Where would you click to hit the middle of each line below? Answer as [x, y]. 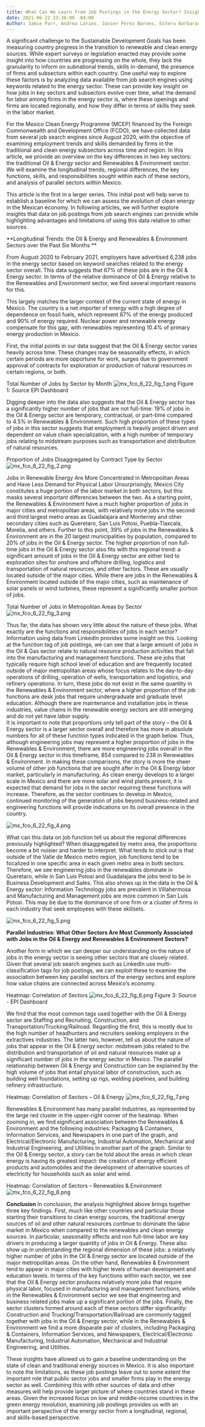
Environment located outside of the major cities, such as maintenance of [97, 582]
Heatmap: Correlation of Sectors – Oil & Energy [65, 1097]
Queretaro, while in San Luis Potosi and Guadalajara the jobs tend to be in [99, 876]
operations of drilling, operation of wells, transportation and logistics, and [99, 677]
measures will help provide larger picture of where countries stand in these [101, 1392]
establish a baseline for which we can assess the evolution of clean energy [101, 201]
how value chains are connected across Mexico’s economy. [81, 983]
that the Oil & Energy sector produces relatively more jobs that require [94, 1282]
